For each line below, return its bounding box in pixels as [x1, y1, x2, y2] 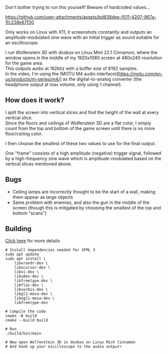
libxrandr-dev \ [14, 261, 49, 266]
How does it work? [5, 96, 65, 104]
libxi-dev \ [14, 270, 39, 275]
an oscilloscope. [5, 40, 39, 46]
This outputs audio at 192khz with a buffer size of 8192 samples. [5, 65, 138, 71]
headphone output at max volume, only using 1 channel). [5, 81, 122, 87]
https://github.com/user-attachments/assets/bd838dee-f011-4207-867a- [5, 14, 157, 20]
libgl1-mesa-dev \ [14, 291, 53, 297]
